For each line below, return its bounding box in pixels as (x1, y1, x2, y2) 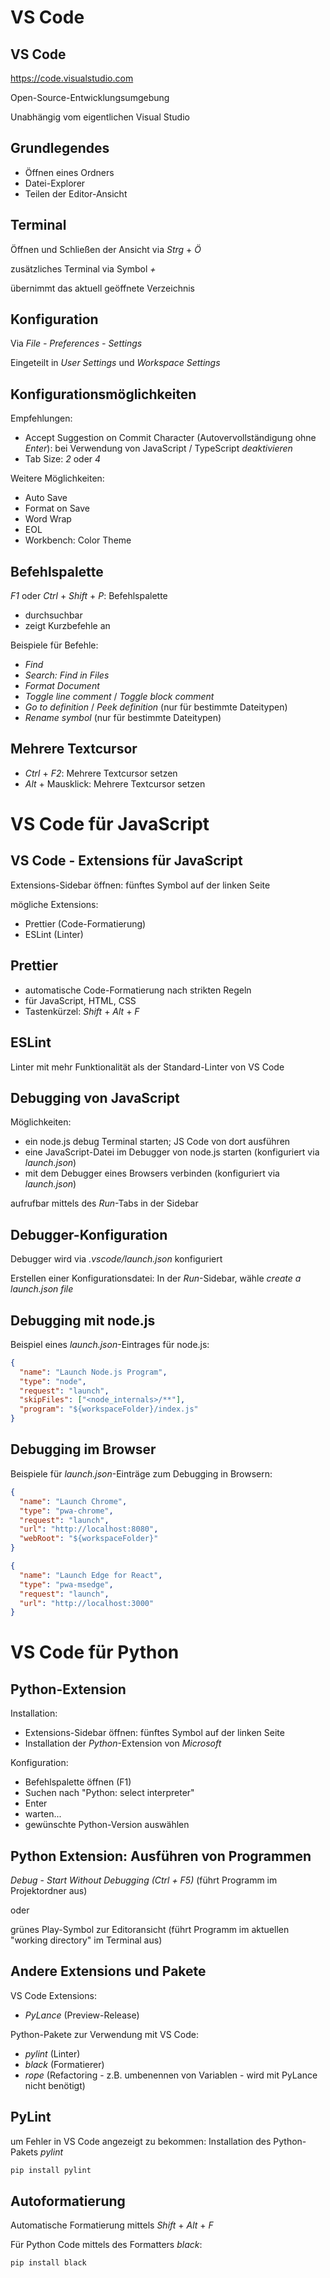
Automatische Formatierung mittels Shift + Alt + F (10, 2219, 214, 2231)
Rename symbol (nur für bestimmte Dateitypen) (24, 712, 222, 724)
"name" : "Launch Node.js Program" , (19, 1367, 168, 1377)
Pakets (10, 2146, 39, 2158)
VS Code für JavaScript (10, 813, 210, 836)
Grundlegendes (10, 140, 110, 157)
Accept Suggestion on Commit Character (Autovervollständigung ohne (24, 432, 317, 444)
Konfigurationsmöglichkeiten (10, 386, 197, 403)
